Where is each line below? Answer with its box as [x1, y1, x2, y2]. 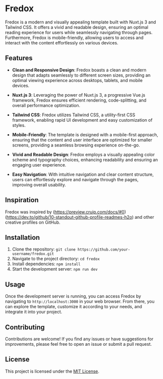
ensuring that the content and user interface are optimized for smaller [12, 137, 152, 143]
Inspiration [5, 196, 39, 204]
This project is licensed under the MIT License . [5, 368, 100, 374]
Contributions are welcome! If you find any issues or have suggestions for [5, 336, 154, 342]
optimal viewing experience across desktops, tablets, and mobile [12, 77, 143, 83]
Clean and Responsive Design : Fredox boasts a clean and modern [12, 67, 146, 73]
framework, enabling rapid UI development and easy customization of [12, 117, 153, 123]
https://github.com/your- [77, 247, 130, 252]
